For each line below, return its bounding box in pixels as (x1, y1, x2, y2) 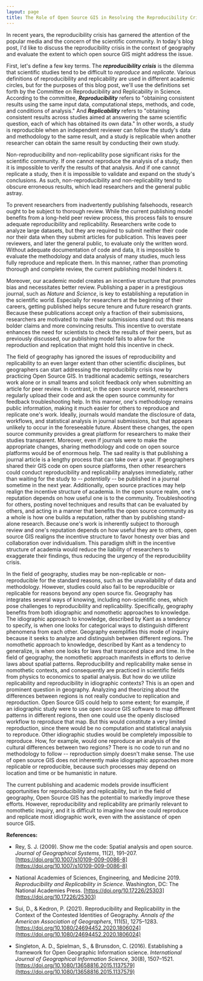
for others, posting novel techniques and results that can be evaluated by (6, 500, 188, 508)
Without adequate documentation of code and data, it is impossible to (6, 246, 180, 253)
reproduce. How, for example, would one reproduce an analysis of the (6, 737, 180, 744)
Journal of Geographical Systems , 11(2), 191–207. (14, 849, 137, 856)
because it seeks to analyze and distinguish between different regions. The (6, 634, 193, 641)
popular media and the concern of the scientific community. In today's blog (6, 37, 194, 45)
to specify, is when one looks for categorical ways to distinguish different (6, 621, 188, 629)
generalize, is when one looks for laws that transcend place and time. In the (6, 647, 195, 655)
